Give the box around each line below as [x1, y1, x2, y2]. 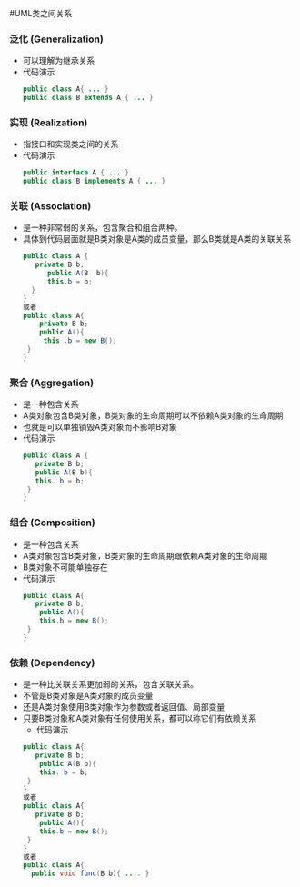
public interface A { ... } [22, 168, 130, 177]
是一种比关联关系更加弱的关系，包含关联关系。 [22, 679, 198, 690]
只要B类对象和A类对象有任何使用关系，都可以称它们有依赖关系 [22, 713, 257, 724]
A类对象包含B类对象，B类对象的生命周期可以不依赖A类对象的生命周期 [22, 410, 284, 421]
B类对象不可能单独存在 [22, 562, 108, 573]
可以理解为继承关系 [22, 55, 95, 66]
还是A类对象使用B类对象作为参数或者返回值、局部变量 [22, 702, 225, 713]
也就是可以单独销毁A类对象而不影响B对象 [22, 422, 177, 433]
